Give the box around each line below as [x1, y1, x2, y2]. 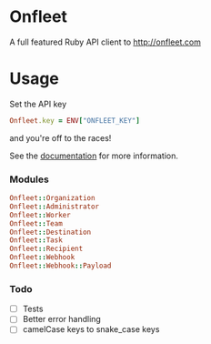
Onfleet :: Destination [9, 228, 92, 237]
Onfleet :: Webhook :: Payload [9, 261, 112, 270]
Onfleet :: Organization [9, 194, 95, 203]
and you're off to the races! [9, 132, 112, 143]
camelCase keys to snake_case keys [22, 324, 160, 335]
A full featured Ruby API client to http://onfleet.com [9, 36, 202, 47]
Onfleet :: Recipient [9, 244, 84, 254]
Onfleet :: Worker [9, 210, 71, 219]
